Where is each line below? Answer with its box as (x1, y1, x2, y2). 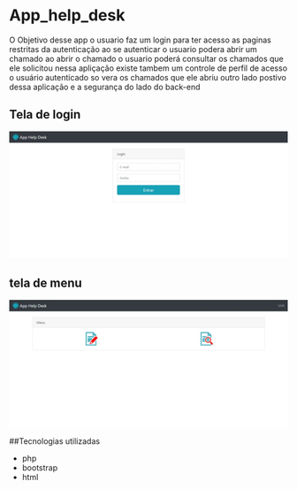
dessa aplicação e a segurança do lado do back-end (9, 81, 201, 92)
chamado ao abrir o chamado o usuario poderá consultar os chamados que (9, 53, 285, 64)
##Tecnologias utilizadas (9, 436, 100, 447)
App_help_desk (9, 5, 126, 26)
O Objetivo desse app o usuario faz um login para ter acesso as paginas (9, 34, 271, 45)
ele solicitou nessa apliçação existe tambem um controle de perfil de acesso (9, 63, 288, 73)
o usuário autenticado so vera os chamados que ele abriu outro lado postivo (9, 72, 287, 82)
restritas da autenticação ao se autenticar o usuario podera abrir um (9, 43, 258, 54)
